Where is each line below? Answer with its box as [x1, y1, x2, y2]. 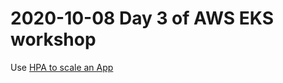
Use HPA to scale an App [10, 61, 114, 73]
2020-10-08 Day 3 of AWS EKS [10, 7, 275, 30]
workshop [10, 28, 97, 51]
